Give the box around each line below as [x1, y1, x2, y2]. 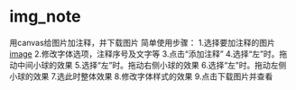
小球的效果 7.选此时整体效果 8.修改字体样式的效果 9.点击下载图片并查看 [9, 70, 273, 82]
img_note [9, 6, 81, 27]
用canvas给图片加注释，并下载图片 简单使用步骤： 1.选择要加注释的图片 [9, 37, 275, 48]
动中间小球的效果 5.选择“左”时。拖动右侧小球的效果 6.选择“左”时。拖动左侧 [9, 59, 287, 70]
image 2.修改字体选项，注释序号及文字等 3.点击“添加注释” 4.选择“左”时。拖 [9, 48, 288, 59]
